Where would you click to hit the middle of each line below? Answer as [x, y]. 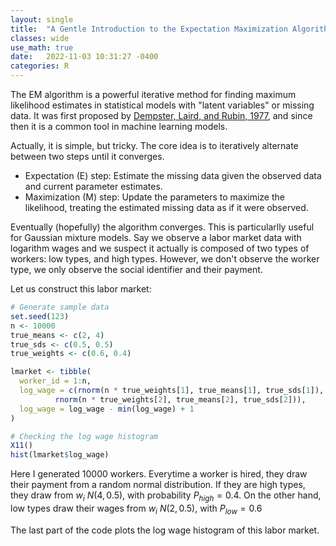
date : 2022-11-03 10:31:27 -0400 [84, 57]
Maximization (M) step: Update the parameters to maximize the [154, 197]
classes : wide [40, 38]
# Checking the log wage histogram [84, 436]
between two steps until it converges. [87, 156]
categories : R [40, 66]
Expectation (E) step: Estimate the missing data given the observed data [173, 175]
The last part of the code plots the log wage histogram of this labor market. [165, 530]
